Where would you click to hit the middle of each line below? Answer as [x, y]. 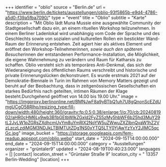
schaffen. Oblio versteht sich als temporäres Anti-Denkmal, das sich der [79, 65]
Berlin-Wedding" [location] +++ [37, 159]
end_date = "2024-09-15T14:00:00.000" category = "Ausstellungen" [75, 144]
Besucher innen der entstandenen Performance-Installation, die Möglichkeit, [83, 54]
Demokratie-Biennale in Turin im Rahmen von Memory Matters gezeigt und [82, 81]
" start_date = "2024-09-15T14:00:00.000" [115, 138]
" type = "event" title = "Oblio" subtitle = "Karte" [98, 18]
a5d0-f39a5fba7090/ [27, 18]
